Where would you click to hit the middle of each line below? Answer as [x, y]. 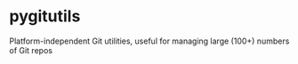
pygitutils [45, 16]
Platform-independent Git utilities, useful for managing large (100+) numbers [149, 41]
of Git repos [31, 50]
